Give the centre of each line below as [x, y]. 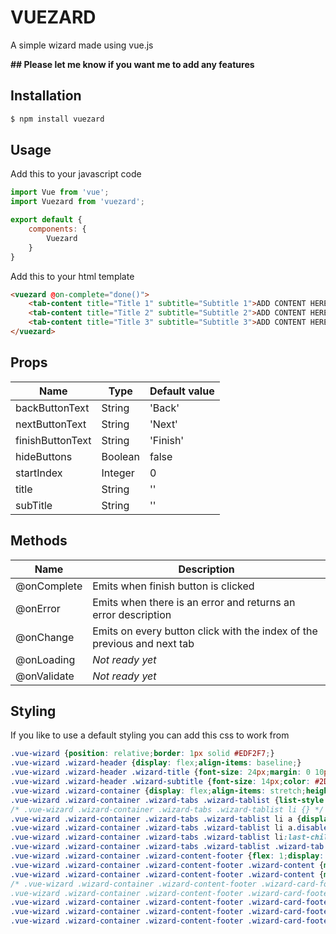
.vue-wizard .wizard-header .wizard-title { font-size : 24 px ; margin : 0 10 [167, 772]
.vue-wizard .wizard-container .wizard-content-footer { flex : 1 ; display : [167, 856]
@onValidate [45, 676]
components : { [57, 229]
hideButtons [44, 456]
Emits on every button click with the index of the [205, 631]
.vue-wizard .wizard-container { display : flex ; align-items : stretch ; [158, 791]
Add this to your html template [72, 276]
